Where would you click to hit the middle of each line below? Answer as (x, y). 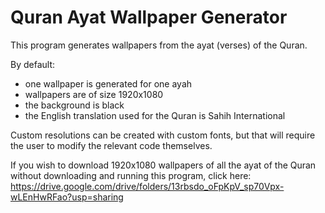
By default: (33, 64)
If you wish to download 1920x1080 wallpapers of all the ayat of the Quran (163, 165)
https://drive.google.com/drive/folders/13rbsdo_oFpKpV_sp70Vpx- (147, 186)
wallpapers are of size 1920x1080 (94, 94)
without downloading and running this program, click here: (131, 175)
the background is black (74, 105)
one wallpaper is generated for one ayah (108, 83)
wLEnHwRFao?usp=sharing (67, 197)
